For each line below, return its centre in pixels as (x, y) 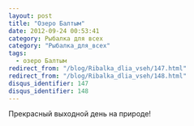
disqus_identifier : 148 (49, 91)
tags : (17, 53)
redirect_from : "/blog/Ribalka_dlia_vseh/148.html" (97, 76)
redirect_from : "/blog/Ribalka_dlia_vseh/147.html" (97, 69)
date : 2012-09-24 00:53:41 (54, 31)
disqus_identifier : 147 (49, 83)
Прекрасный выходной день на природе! (80, 114)
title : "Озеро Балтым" (47, 23)
